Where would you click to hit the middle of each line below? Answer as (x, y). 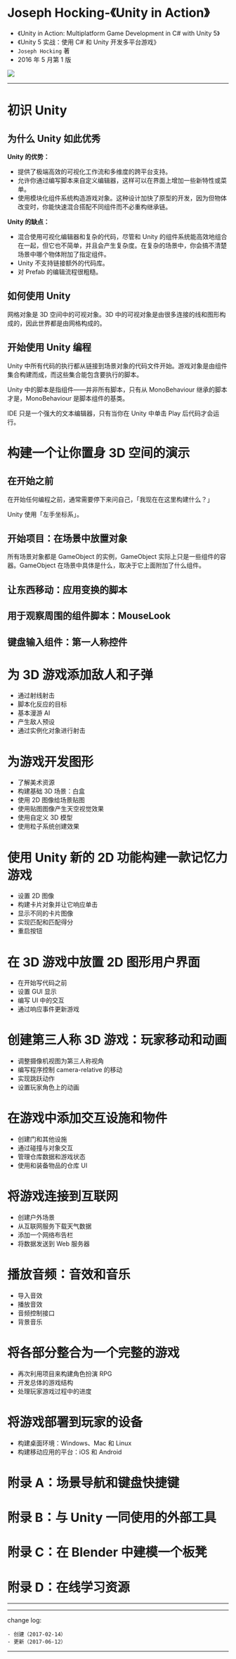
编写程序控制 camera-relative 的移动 (70, 1070)
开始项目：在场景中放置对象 (67, 538)
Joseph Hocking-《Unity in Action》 (109, 13)
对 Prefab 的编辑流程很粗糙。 (60, 271)
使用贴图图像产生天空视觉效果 (60, 809)
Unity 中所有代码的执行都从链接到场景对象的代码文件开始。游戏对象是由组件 (117, 366)
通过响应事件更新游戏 (48, 1009)
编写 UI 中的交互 (41, 1000)
